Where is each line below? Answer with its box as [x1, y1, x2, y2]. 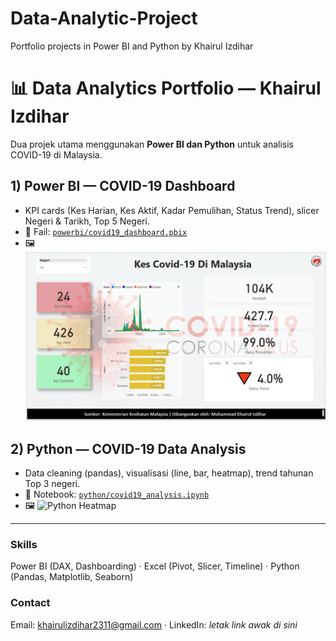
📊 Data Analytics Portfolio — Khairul [10, 77, 322, 100]
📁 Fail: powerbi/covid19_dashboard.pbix [24, 225, 188, 237]
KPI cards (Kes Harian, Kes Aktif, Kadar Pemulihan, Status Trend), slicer [24, 204, 320, 216]
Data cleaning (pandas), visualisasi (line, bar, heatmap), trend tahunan [24, 467, 314, 479]
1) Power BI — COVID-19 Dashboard [10, 178, 236, 195]
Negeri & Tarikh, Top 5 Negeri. [24, 215, 150, 227]
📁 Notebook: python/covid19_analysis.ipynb [24, 488, 210, 501]
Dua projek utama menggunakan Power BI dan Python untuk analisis [10, 138, 294, 150]
